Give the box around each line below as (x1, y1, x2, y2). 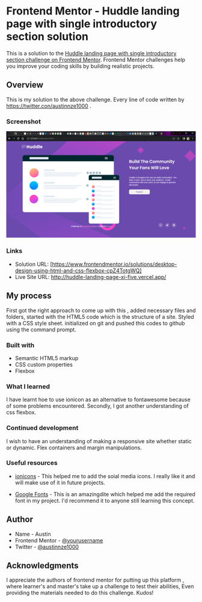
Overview (6, 80, 44, 90)
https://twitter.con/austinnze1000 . (6, 102, 91, 109)
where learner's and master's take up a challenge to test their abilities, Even (6, 583, 194, 590)
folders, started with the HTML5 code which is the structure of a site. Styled (6, 313, 194, 320)
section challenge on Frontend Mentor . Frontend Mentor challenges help (6, 56, 185, 63)
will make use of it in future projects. (14, 479, 105, 486)
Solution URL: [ (14, 260, 52, 268)
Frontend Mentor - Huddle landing (6, 4, 180, 18)
